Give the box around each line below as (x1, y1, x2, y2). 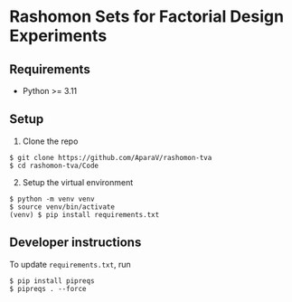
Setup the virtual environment (22, 176, 134, 187)
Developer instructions (9, 235, 142, 250)
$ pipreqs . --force (9, 284, 88, 293)
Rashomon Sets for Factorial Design (9, 6, 285, 27)
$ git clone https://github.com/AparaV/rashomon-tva (9, 153, 212, 162)
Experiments (9, 25, 108, 46)
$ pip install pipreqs (9, 276, 95, 286)
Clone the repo (22, 136, 79, 146)
